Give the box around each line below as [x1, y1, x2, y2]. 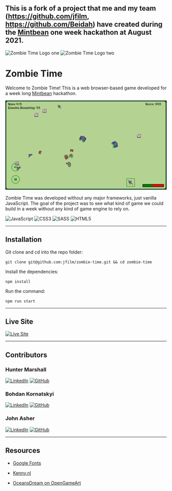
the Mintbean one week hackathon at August [5, 28, 152, 37]
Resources [5, 446, 40, 455]
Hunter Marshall [5, 366, 47, 373]
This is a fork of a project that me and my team [5, 4, 156, 13]
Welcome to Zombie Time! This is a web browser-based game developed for [5, 85, 167, 91]
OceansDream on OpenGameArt [12, 480, 81, 486]
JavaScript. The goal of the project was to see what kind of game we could [5, 200, 164, 206]
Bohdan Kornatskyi [5, 390, 54, 398]
